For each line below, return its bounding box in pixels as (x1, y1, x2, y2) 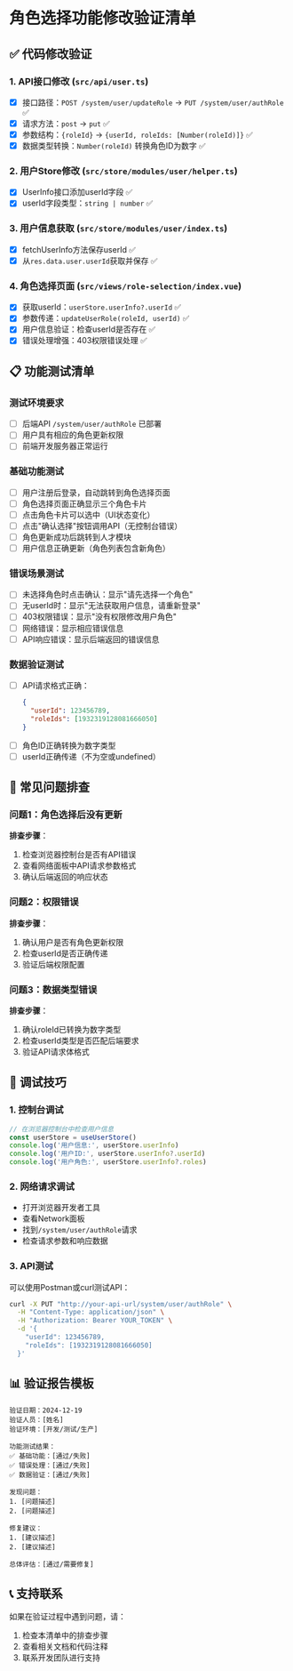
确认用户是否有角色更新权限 (21, 936, 124, 947)
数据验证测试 (9, 658, 65, 671)
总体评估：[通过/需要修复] (9, 1560, 95, 1569)
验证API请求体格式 (21, 1046, 91, 1056)
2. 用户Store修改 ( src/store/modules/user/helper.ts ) (9, 165, 238, 178)
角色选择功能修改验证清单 (9, 8, 197, 28)
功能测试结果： (9, 1442, 56, 1450)
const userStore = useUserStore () (9, 1133, 138, 1142)
